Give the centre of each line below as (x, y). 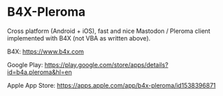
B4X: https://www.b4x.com (46, 51)
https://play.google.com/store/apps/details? (106, 64)
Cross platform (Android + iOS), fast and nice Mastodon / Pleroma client (109, 31)
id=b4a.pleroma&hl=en (39, 72)
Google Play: (25, 64)
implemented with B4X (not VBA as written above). (79, 38)
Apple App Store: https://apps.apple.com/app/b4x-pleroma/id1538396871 (111, 85)
